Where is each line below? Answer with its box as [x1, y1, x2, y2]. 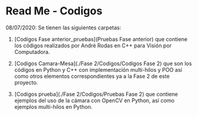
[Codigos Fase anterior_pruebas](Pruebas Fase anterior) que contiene [14, 35, 188, 42]
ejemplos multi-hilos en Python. [14, 103, 93, 110]
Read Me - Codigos [5, 4, 103, 18]
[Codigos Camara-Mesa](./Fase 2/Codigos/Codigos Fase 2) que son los [14, 60, 192, 67]
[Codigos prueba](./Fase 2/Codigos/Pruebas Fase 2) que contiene [14, 90, 178, 97]
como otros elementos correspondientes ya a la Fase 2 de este [14, 72, 170, 80]
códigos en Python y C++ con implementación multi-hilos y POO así [14, 66, 182, 73]
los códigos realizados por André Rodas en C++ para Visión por [14, 42, 172, 49]
